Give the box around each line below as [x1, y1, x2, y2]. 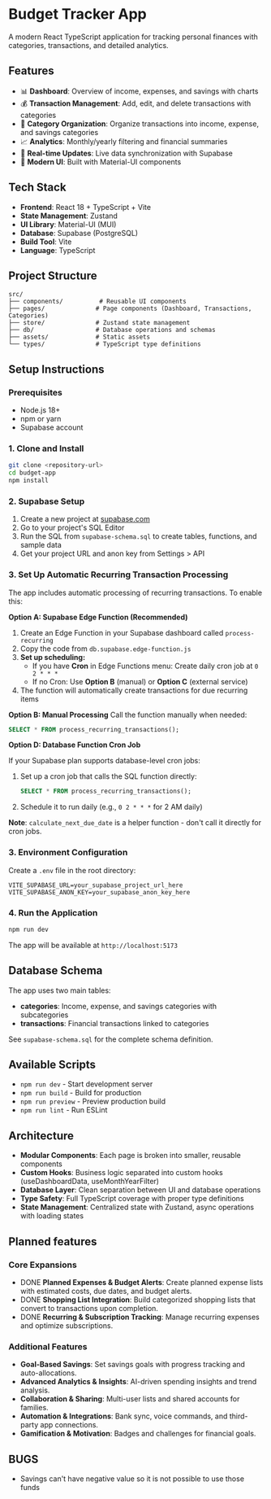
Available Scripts [8, 1058, 96, 1071]
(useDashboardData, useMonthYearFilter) [19, 1177, 160, 1187]
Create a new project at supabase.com [19, 514, 150, 524]
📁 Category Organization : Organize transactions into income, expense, [19, 119, 260, 129]
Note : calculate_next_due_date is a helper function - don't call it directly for [8, 818, 262, 828]
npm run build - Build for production [19, 1088, 142, 1098]
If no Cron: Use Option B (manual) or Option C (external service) [32, 676, 249, 686]
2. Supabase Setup [8, 496, 85, 507]
